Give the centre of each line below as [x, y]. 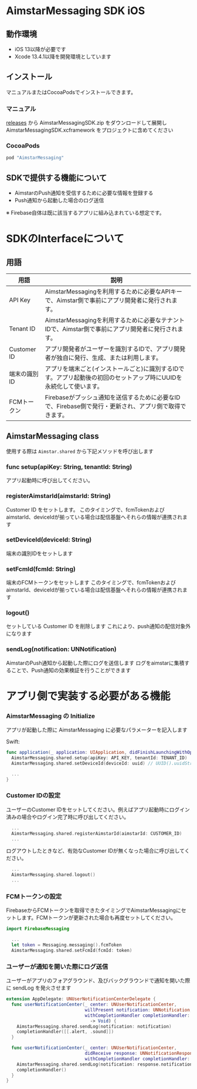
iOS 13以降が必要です [40, 49]
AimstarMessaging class [53, 436]
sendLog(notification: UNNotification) [62, 649]
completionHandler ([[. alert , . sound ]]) [65, 1032]
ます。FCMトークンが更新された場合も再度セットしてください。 [98, 918]
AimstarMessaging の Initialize [51, 716]
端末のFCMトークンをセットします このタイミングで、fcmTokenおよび [91, 583]
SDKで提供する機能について [57, 178]
